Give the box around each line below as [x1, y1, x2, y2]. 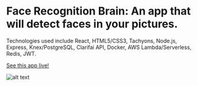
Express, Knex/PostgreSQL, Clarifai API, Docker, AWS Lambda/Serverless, [6, 44, 192, 51]
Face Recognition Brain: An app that [6, 4, 191, 18]
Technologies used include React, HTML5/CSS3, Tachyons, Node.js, [6, 37, 178, 44]
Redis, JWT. [6, 50, 36, 57]
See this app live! [6, 62, 50, 69]
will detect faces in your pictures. [6, 17, 178, 31]
